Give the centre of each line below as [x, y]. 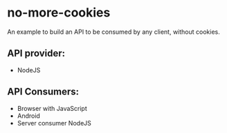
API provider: [36, 53]
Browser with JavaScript [52, 108]
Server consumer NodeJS [54, 123]
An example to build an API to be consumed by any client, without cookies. [113, 32]
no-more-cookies [59, 13]
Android [28, 116]
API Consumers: [43, 92]
